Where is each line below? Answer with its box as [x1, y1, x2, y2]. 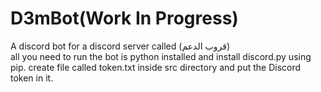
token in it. [10, 72, 54, 84]
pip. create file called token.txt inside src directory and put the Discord [10, 61, 302, 73]
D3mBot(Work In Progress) [10, 7, 239, 30]
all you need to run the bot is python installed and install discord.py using [10, 50, 312, 62]
